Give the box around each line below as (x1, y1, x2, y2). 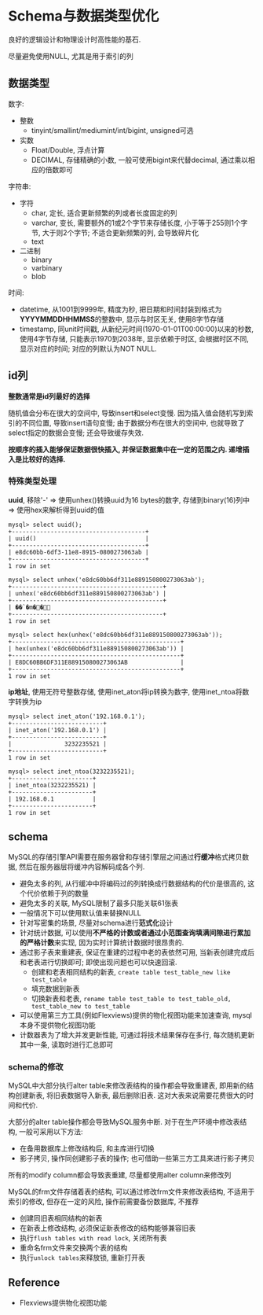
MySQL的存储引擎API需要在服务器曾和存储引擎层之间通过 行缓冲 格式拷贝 (8, 852, 243, 861)
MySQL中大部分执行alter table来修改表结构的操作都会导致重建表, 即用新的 (8, 1081, 247, 1090)
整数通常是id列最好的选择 (8, 391, 90, 401)
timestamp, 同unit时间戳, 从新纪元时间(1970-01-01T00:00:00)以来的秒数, (19, 324, 254, 333)
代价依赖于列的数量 (26, 888, 89, 897)
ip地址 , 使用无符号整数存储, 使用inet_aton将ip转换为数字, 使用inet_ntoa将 (8, 687, 243, 696)
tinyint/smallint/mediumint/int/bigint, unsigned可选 (31, 125, 194, 134)
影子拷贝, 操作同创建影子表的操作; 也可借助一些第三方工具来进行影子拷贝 (19, 1153, 255, 1162)
